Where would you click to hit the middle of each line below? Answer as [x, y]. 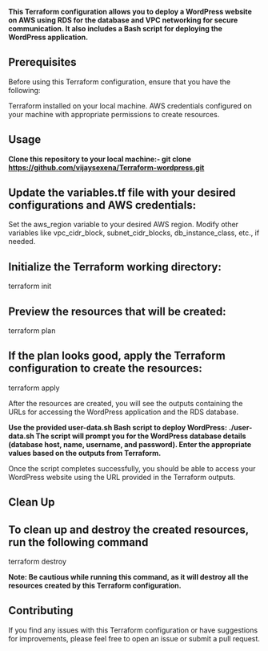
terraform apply [34, 388]
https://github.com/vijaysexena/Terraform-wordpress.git [106, 167]
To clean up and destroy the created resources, [129, 529]
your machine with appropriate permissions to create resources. [114, 114]
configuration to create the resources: [105, 368]
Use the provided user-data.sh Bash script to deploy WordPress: [118, 427]
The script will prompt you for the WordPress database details [141, 436]
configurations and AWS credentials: [102, 205]
